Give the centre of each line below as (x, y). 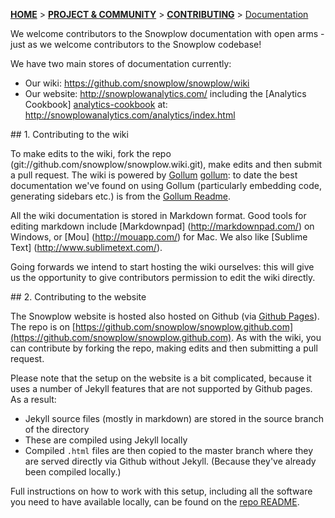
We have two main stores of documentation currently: (121, 63)
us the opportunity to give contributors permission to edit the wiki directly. (163, 277)
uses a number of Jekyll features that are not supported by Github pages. (161, 388)
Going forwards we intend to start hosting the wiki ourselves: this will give (162, 267)
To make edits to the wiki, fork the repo (91, 153)
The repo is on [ (43, 327)
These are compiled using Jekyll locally (106, 440)
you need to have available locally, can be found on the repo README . (155, 502)
